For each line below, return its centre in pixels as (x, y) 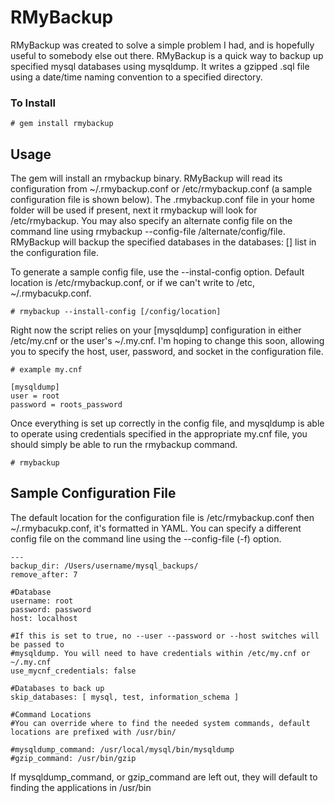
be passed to (37, 644)
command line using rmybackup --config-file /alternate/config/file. (148, 232)
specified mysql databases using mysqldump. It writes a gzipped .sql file (160, 66)
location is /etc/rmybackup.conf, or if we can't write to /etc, (133, 283)
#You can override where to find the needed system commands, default (160, 723)
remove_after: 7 (44, 574)
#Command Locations (51, 714)
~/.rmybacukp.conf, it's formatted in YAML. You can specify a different (156, 528)
